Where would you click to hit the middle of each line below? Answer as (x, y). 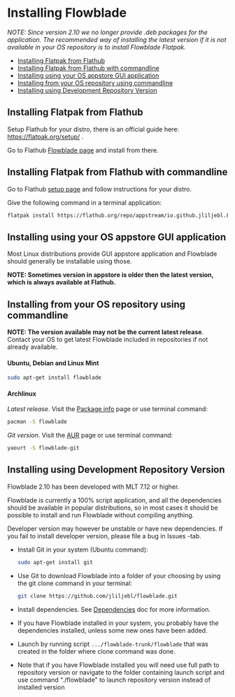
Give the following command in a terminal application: (85, 202)
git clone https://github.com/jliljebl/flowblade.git (97, 596)
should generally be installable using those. (70, 261)
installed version (41, 687)
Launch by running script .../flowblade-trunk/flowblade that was (113, 644)
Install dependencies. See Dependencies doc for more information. (114, 609)
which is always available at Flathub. (62, 282)
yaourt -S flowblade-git (43, 448)
